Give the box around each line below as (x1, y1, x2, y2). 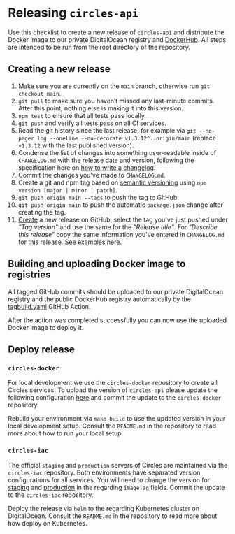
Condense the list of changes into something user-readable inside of (17, 148, 216, 157)
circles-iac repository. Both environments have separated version (8, 468, 201, 477)
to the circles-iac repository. (8, 491, 94, 499)
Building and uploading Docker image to (8, 258, 186, 270)
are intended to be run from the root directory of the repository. (8, 43, 191, 51)
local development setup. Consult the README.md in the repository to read (8, 421, 217, 431)
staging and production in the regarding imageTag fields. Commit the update (8, 483, 225, 491)
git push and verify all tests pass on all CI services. (17, 119, 166, 127)
